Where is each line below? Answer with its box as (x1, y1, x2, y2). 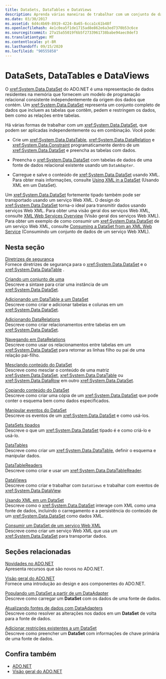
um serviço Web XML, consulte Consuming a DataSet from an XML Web (5, 224, 152, 229)
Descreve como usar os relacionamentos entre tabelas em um (5, 342, 131, 348)
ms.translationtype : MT (5, 35, 54, 40)
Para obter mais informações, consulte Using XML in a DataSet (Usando (12, 177, 159, 183)
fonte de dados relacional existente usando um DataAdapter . (12, 162, 135, 168)
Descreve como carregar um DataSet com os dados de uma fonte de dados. (5, 595, 161, 601)
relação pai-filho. (5, 352, 40, 359)
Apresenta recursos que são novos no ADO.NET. (5, 566, 104, 572)
